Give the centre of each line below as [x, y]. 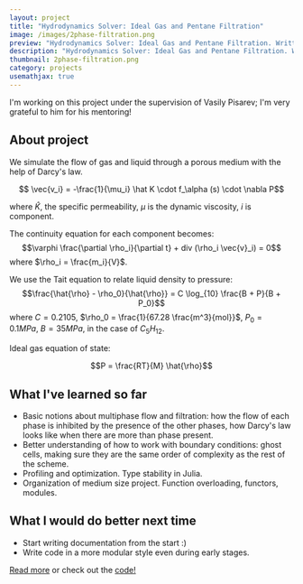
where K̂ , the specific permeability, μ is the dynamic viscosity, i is [130, 206]
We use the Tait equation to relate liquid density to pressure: [121, 279]
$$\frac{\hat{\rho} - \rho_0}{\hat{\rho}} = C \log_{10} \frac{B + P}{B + [151, 293]
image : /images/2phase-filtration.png [82, 34]
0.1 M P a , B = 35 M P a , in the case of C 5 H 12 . [87, 330]
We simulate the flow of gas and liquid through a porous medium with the [145, 162]
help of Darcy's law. [46, 171]
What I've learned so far [78, 394]
